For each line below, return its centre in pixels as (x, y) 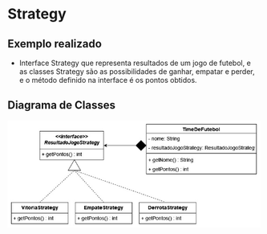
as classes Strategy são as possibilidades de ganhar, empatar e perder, (137, 72)
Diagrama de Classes (62, 105)
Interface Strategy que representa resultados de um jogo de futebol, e (135, 63)
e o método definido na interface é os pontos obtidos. (108, 80)
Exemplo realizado (55, 44)
